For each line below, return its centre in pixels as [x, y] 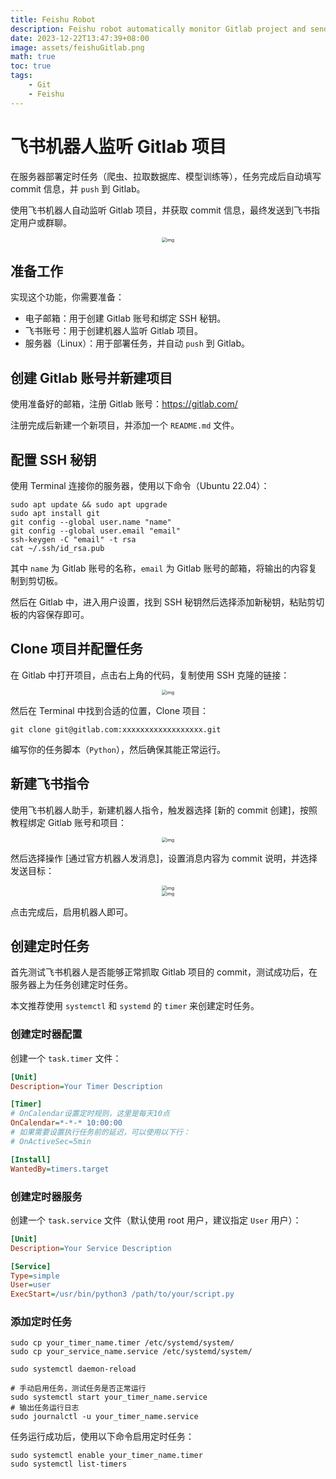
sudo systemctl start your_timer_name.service [109, 1397]
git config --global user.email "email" [96, 531]
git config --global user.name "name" [91, 522]
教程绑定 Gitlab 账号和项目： [69, 822]
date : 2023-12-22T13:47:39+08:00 [80, 38]
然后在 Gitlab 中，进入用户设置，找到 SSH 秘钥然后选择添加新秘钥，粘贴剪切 [167, 602]
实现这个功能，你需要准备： [67, 297]
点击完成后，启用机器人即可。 [71, 912]
